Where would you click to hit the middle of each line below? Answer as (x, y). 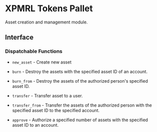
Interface (19, 37)
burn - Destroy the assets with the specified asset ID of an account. (80, 71)
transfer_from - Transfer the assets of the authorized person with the (82, 105)
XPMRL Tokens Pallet (49, 9)
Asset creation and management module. (46, 22)
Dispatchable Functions (34, 51)
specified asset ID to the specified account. (56, 110)
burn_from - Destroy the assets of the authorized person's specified (80, 81)
